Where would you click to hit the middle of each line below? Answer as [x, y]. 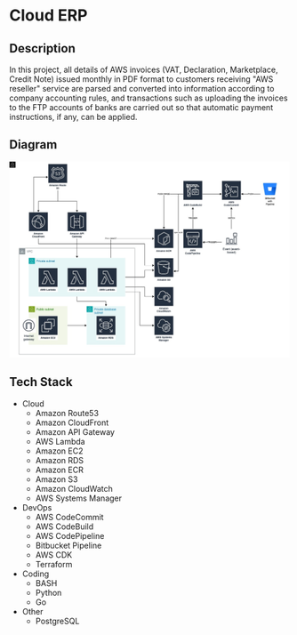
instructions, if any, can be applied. [73, 117]
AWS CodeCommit [69, 517]
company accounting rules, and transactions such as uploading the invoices [148, 98]
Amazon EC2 [59, 451]
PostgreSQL [57, 621]
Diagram [33, 145]
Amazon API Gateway [75, 431]
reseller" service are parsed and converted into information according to [142, 88]
